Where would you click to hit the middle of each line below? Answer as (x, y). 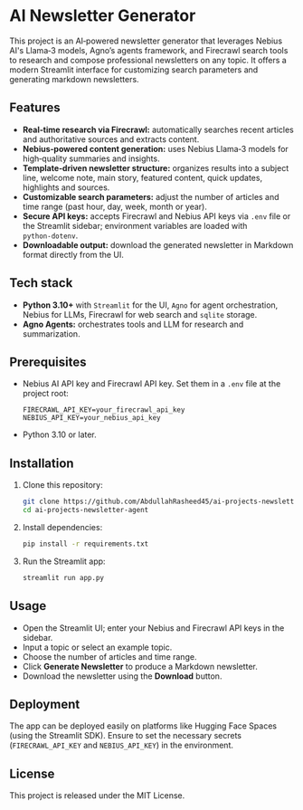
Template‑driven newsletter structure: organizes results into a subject (156, 167)
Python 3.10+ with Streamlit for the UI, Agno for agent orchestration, (150, 305)
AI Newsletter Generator (103, 16)
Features (35, 108)
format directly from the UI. (73, 254)
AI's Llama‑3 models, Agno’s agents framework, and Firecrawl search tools (149, 50)
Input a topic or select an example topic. (97, 647)
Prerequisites (48, 362)
